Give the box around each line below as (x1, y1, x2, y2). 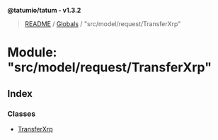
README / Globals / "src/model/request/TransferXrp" (24, 20, 181, 28)
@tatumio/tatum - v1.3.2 (7, 6, 81, 14)
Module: (7, 45, 57, 61)
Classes (7, 109, 36, 119)
